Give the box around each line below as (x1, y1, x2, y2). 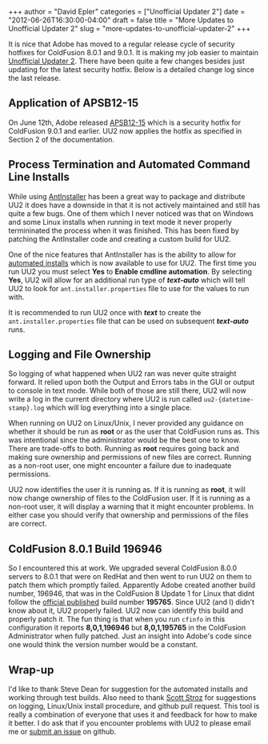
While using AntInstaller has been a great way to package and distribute (8, 191, 246, 201)
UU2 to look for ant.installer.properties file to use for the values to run (8, 283, 250, 293)
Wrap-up (8, 663, 54, 677)
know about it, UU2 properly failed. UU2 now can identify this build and (8, 606, 244, 615)
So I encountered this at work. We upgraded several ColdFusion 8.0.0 (8, 563, 238, 573)
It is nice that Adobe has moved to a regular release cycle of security (8, 39, 235, 49)
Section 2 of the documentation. (8, 134, 114, 144)
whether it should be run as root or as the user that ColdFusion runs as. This (8, 427, 260, 437)
